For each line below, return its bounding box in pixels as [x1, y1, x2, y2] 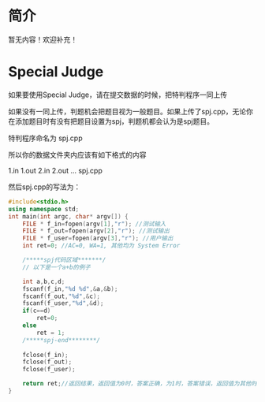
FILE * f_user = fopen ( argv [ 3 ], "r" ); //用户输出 [22, 234, 174, 243]
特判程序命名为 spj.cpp [8, 133, 83, 143]
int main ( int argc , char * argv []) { [8, 212, 129, 221]
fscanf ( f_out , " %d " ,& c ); [22, 292, 101, 300]
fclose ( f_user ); [22, 366, 77, 374]
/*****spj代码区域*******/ [22, 256, 106, 264]
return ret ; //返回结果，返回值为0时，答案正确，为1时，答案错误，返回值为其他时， [22, 380, 263, 388]
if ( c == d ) [22, 307, 51, 315]
